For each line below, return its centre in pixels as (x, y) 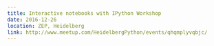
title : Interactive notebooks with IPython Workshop (84, 13)
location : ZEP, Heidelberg (46, 26)
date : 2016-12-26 (32, 20)
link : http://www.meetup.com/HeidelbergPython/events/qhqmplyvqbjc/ (107, 32)
